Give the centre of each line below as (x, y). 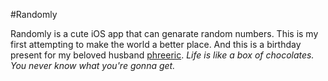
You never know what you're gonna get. (93, 65)
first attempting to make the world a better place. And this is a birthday (156, 44)
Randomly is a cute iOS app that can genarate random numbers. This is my (164, 33)
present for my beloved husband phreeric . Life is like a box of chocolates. (162, 55)
